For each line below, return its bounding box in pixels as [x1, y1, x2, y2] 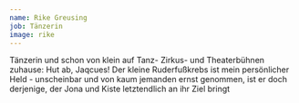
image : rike [9, 30, 55, 39]
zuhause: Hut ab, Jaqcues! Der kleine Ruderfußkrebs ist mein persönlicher [9, 64, 290, 75]
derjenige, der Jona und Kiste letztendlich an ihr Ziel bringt [9, 83, 231, 95]
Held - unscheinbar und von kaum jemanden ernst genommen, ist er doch [9, 74, 287, 85]
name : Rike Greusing [9, 13, 88, 23]
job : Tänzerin [9, 22, 64, 31]
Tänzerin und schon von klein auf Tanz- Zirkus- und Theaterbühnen [9, 55, 265, 66]
